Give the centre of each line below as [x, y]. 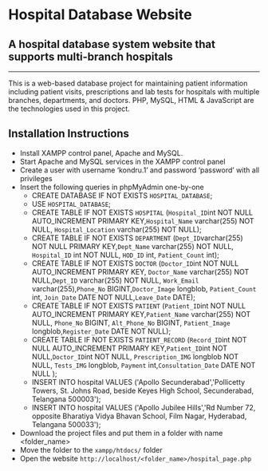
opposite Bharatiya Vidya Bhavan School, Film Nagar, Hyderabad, [139, 416]
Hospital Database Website [100, 15]
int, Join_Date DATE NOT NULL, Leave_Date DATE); [113, 297]
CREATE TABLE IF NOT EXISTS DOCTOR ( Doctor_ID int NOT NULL [135, 263]
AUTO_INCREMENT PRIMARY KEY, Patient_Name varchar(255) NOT [141, 314]
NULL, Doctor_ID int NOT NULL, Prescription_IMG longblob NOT [135, 356]
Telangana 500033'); [66, 424]
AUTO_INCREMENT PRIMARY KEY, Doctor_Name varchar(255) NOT [140, 271]
